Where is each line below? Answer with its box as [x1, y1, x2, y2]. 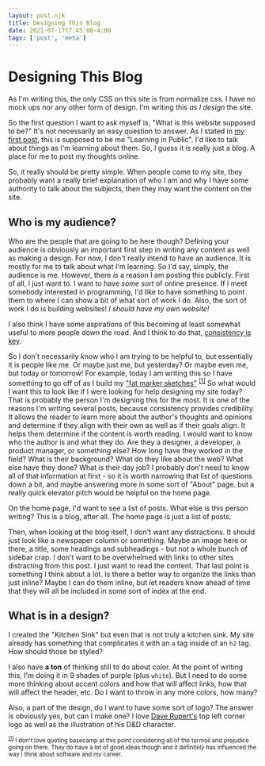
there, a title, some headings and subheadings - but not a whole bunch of [8, 544, 248, 553]
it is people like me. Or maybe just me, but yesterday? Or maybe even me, [8, 360, 248, 369]
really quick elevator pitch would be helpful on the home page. [8, 487, 212, 497]
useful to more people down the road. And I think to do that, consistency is [8, 328, 252, 337]
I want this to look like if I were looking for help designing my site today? [8, 387, 243, 396]
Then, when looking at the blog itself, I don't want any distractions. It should [8, 527, 256, 537]
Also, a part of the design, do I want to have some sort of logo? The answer [8, 703, 254, 713]
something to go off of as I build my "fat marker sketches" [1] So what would [8, 377, 256, 387]
